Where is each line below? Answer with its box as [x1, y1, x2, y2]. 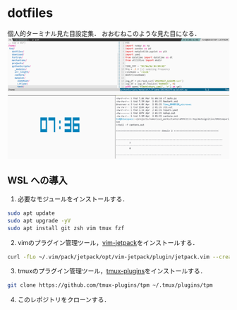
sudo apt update [7, 210, 55, 217]
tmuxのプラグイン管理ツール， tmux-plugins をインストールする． [17, 267, 207, 275]
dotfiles [7, 5, 54, 21]
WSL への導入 [7, 174, 68, 186]
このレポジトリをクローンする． [17, 295, 111, 304]
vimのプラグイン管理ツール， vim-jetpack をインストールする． [17, 238, 199, 246]
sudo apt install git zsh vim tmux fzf [7, 225, 125, 232]
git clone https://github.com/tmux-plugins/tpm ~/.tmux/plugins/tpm [7, 282, 213, 289]
